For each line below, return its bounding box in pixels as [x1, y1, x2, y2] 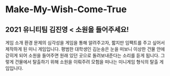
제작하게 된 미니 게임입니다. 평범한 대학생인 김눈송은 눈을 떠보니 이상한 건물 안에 [5, 46, 165, 52]
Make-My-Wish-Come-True [5, 4, 127, 15]
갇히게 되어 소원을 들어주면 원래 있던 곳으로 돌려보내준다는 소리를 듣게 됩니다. [5, 53, 160, 58]
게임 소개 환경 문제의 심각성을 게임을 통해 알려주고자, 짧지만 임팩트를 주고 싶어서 [5, 40, 165, 45]
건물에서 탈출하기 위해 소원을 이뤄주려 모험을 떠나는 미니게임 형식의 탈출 [14, 59, 159, 65]
